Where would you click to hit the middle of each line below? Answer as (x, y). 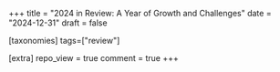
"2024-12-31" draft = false (58, 23)
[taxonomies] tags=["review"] (64, 41)
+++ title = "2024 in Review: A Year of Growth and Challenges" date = (140, 13)
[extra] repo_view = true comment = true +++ (93, 58)
